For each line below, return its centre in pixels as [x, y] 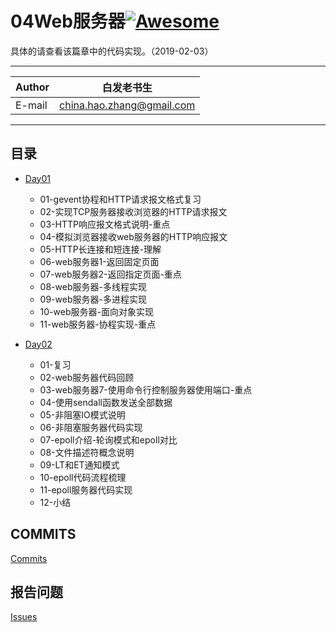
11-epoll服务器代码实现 [86, 489]
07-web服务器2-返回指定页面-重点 [110, 274]
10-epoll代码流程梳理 [83, 477]
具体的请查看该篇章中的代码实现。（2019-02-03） [112, 51]
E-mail [31, 105]
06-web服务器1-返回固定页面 [99, 261]
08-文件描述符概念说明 [87, 452]
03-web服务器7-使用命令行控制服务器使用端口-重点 [146, 389]
